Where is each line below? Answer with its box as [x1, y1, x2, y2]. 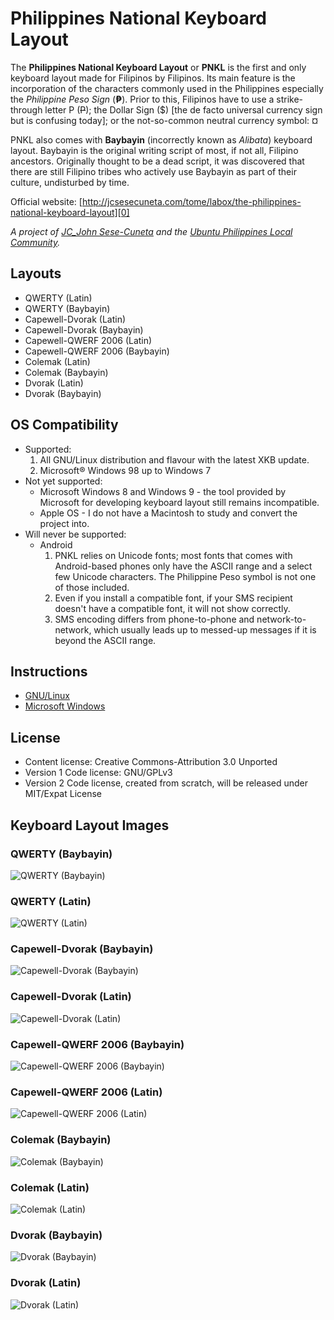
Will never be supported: [24, 528, 127, 540]
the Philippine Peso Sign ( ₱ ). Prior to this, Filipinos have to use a [10, 93, 275, 105]
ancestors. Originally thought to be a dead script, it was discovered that [10, 155, 305, 167]
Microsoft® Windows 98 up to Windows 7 [39, 464, 212, 476]
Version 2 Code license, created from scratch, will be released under [24, 777, 309, 789]
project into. [39, 517, 90, 529]
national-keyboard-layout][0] [10, 206, 130, 218]
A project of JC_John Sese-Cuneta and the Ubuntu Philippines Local [10, 225, 293, 237]
